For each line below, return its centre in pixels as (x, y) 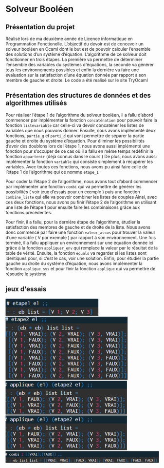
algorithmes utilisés (36, 103)
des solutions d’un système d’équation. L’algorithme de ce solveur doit (76, 54)
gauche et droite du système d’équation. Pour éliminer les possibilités (75, 141)
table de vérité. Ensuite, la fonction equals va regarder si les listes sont (76, 253)
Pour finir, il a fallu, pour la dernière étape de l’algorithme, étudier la (73, 222)
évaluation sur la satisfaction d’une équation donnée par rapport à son (76, 75)
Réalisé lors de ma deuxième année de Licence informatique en (69, 39)
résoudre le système (26, 274)
